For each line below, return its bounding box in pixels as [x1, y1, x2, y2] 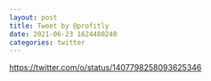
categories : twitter [9, 37, 86, 47]
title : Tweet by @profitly [9, 21, 110, 30]
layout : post [9, 12, 58, 22]
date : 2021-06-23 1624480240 [9, 29, 118, 38]
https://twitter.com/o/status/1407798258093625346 [9, 62, 202, 73]
